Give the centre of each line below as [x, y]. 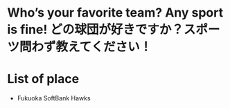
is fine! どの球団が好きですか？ [96, 30]
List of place [43, 79]
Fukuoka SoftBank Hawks [54, 98]
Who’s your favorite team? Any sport [115, 13]
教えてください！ [104, 47]
